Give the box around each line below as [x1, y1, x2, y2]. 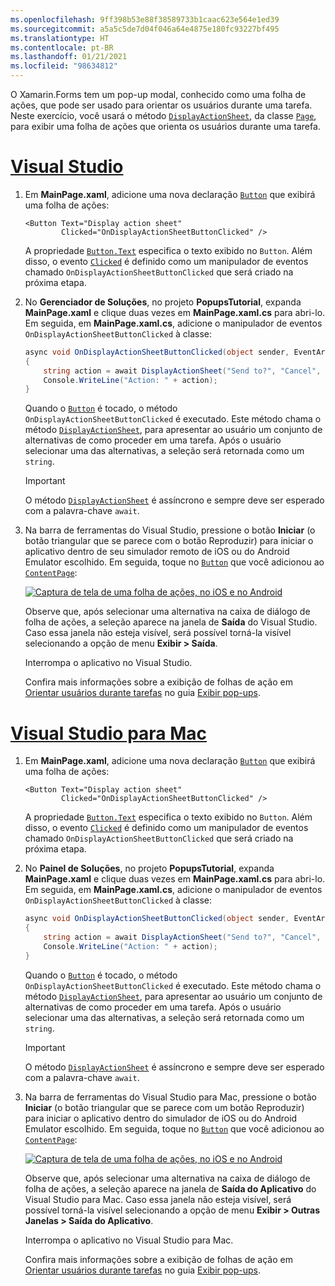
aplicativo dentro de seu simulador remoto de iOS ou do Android [24, 546, 290, 558]
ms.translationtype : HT [10, 33, 110, 43]
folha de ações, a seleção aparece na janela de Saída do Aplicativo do [24, 1182, 317, 1195]
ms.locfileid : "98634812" [10, 61, 118, 71]
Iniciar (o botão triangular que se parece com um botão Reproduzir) [24, 1101, 305, 1113]
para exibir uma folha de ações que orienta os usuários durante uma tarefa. [10, 121, 321, 132]
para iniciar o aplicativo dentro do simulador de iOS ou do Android [24, 1112, 298, 1124]
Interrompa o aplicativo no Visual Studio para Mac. [24, 1234, 234, 1246]
